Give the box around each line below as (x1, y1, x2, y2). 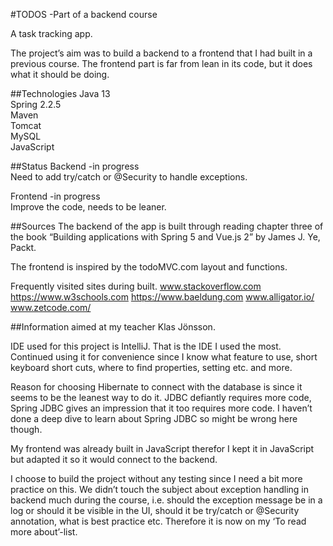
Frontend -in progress (10, 190, 101, 202)
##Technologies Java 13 (10, 88, 111, 99)
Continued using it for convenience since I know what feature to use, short (10, 351, 318, 363)
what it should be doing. (10, 69, 110, 80)
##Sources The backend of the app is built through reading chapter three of (10, 220, 324, 232)
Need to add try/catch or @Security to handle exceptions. (10, 171, 248, 183)
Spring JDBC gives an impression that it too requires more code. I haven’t (10, 402, 313, 414)
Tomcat (10, 120, 42, 131)
